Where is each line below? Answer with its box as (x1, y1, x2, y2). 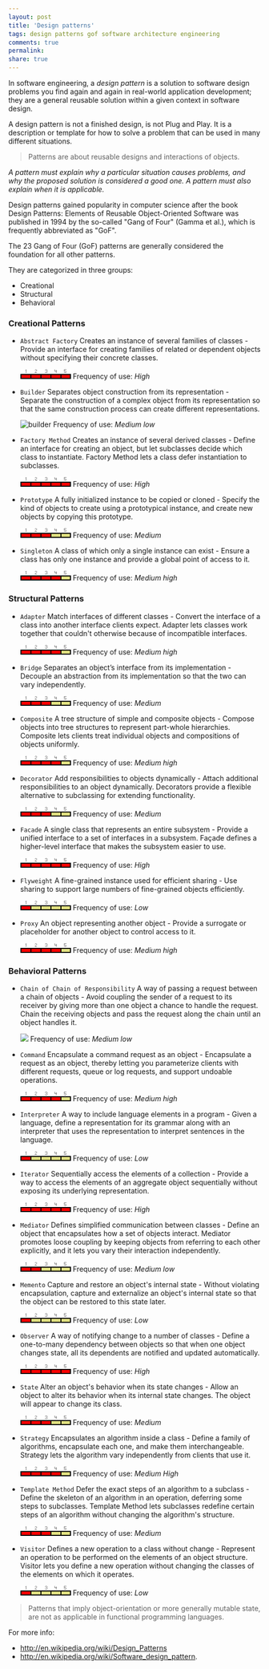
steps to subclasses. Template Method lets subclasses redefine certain (19, 1501, 255, 1511)
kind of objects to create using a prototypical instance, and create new (19, 504, 254, 513)
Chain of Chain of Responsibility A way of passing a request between (19, 983, 258, 993)
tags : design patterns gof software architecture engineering (8, 30, 220, 38)
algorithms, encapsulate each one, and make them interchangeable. (19, 1441, 245, 1451)
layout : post (8, 13, 52, 21)
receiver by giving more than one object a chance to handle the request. (19, 1000, 259, 1010)
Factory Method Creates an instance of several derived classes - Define (19, 435, 256, 445)
